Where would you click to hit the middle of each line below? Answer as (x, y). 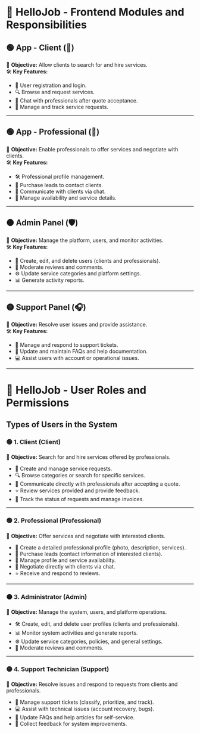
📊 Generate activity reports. (49, 280)
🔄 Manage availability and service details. (66, 198)
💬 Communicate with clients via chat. (60, 191)
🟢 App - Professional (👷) (53, 132)
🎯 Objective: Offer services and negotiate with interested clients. (86, 536)
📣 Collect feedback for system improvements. (71, 724)
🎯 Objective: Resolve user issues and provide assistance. (77, 325)
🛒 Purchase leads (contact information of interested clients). (88, 554)
